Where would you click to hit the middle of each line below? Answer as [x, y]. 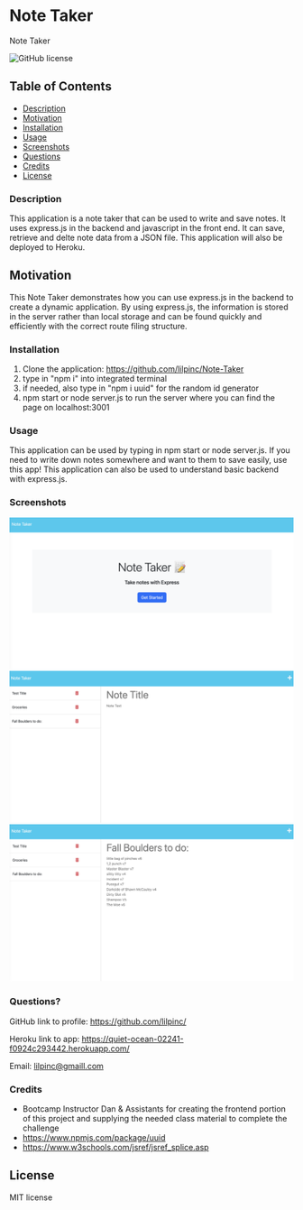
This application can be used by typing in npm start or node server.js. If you [150, 450]
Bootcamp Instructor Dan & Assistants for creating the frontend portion [154, 1108]
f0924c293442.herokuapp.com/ [70, 1048]
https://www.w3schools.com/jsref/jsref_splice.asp [115, 1147]
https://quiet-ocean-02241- [133, 1039]
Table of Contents [61, 87]
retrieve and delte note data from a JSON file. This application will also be [146, 238]
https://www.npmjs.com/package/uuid [94, 1137]
